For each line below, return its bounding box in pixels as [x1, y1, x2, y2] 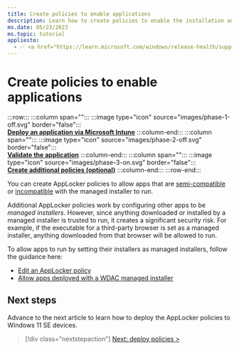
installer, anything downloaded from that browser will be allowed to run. [7, 230, 217, 239]
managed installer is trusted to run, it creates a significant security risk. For [7, 216, 227, 224]
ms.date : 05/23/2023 [7, 23, 69, 31]
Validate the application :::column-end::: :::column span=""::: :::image [7, 150, 213, 159]
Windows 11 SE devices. [7, 321, 78, 329]
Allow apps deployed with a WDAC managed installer [17, 273, 174, 282]
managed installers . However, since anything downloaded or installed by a [7, 208, 226, 217]
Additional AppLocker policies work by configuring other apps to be [7, 201, 206, 209]
